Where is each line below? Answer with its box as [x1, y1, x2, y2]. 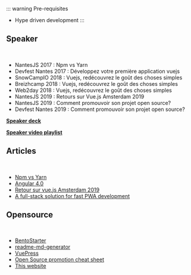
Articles [6, 146, 37, 156]
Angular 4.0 [14, 180, 44, 187]
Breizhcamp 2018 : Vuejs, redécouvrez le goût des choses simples [14, 80, 179, 87]
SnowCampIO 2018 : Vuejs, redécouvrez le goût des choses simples [14, 74, 183, 81]
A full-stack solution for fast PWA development [14, 192, 130, 199]
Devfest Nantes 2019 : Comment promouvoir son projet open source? [14, 106, 186, 113]
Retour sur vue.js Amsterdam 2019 [14, 186, 100, 193]
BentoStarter [14, 237, 46, 244]
